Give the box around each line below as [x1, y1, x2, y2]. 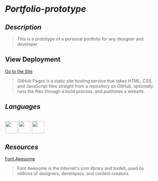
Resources [5, 143, 39, 152]
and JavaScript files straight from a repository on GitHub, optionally [17, 83, 154, 89]
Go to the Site [5, 68, 33, 74]
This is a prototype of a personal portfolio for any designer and [17, 36, 144, 42]
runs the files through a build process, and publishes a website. [17, 88, 145, 94]
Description [5, 23, 42, 31]
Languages [5, 103, 41, 111]
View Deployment [5, 55, 61, 64]
